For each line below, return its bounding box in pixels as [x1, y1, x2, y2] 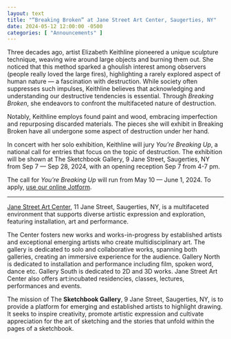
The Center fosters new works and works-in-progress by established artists [7, 231, 222, 239]
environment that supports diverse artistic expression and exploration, [7, 210, 206, 219]
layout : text [7, 10, 45, 17]
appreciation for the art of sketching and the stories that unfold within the [7, 317, 214, 325]
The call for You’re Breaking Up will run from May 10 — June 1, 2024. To [7, 176, 211, 184]
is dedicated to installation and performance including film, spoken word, [7, 260, 214, 268]
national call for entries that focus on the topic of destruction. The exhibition [7, 148, 223, 156]
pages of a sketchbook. [7, 325, 74, 333]
